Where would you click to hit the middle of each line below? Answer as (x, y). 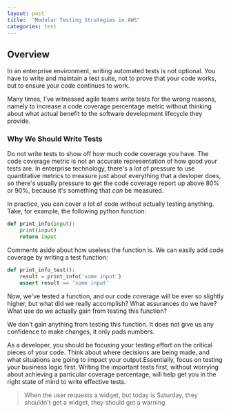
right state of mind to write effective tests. (67, 381)
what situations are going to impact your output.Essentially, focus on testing (115, 359)
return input (38, 237)
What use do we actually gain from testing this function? (87, 311)
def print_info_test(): (41, 270)
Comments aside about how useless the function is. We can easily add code (115, 250)
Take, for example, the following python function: (77, 211)
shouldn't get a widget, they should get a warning (94, 402)
